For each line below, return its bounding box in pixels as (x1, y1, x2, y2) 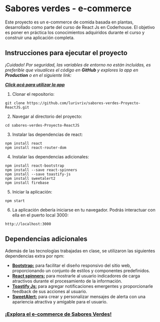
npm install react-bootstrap (5, 163, 64, 168)
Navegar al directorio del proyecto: (12, 113, 82, 119)
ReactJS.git (5, 105, 29, 110)
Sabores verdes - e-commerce (5, 3, 132, 14)
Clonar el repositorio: (12, 91, 55, 97)
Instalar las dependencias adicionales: (12, 153, 89, 159)
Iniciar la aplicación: (12, 189, 53, 194)
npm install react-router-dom (5, 145, 67, 150)
